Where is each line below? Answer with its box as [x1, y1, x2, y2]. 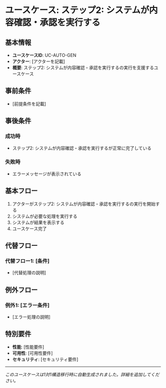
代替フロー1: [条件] [5, 257, 50, 264]
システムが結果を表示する [12, 219, 65, 225]
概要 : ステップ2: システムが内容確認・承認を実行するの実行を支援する [12, 65, 154, 70]
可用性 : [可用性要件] [12, 350, 53, 356]
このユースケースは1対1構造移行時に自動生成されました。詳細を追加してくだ [5, 371, 160, 377]
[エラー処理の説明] [12, 314, 51, 320]
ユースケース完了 [12, 225, 47, 231]
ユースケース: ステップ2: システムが [5, 4, 149, 16]
